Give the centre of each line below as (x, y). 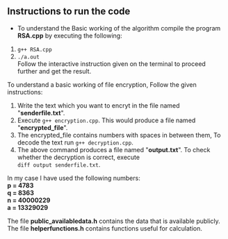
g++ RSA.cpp (34, 49)
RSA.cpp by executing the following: (70, 35)
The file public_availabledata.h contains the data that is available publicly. (114, 221)
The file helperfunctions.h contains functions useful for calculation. (105, 228)
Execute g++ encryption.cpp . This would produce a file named (106, 120)
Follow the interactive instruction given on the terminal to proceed (112, 64)
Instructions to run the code (69, 11)
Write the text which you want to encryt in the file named (98, 105)
